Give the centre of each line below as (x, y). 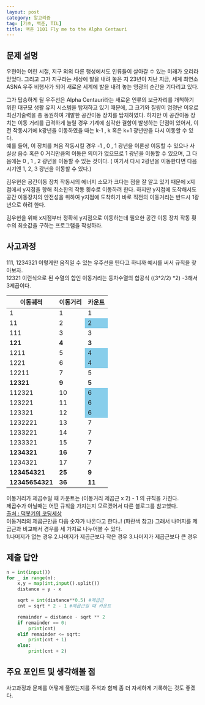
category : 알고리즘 (28, 18)
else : (24, 646)
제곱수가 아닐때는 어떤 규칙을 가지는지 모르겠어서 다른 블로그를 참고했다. (92, 506)
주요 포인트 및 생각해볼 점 (51, 672)
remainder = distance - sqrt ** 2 (61, 617)
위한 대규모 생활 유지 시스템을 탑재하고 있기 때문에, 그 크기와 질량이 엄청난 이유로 (102, 107)
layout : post (23, 12)
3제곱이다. (19, 285)
